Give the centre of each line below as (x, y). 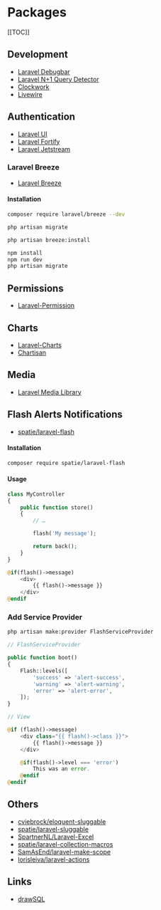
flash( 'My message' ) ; (65, 534)
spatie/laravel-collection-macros (65, 844)
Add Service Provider (45, 617)
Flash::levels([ (44, 671)
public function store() (57, 507)
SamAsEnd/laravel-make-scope (64, 852)
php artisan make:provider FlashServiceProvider (80, 632)
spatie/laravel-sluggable (53, 829)
